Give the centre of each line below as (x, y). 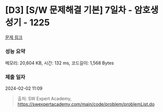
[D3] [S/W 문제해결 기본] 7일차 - (69, 10)
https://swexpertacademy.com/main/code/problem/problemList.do (86, 104)
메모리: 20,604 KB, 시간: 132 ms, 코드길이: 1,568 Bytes (60, 63)
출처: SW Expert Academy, (44, 98)
